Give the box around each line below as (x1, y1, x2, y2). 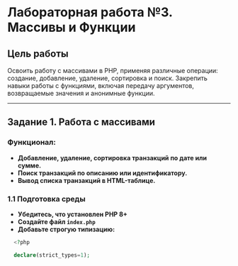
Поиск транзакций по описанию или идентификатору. (17, 168, 188, 177)
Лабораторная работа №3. (7, 4, 173, 21)
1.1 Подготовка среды (7, 194, 86, 204)
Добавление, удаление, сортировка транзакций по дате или (17, 153, 208, 162)
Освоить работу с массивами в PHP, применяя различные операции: (7, 67, 218, 74)
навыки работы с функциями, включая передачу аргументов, (7, 82, 195, 89)
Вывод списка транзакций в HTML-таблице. (17, 176, 156, 184)
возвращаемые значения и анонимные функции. (7, 89, 155, 97)
